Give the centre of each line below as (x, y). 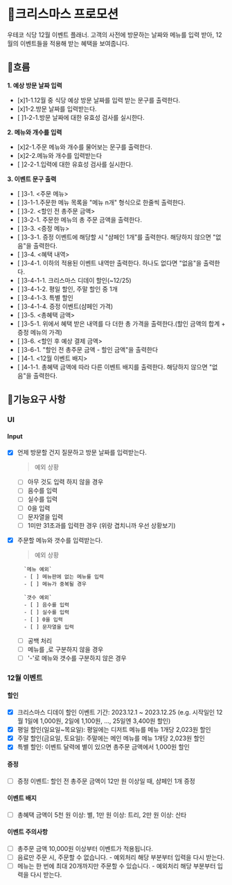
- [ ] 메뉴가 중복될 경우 (55, 584)
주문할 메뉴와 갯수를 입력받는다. (60, 540)
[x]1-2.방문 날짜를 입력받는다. (57, 109)
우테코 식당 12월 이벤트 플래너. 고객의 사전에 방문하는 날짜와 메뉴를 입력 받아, (111, 35)
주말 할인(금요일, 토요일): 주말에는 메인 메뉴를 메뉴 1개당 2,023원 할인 (111, 738)
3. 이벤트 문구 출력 (32, 179)
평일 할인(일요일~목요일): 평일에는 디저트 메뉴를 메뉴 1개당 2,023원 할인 (114, 730)
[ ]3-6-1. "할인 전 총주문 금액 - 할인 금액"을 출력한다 (87, 349)
